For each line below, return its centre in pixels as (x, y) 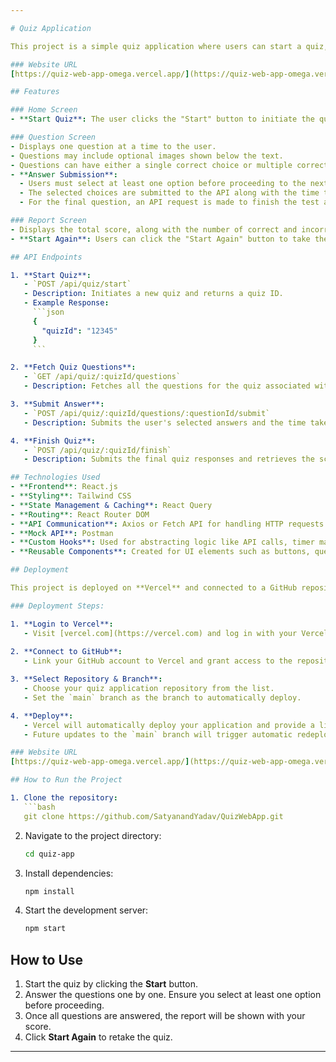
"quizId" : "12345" (79, 331)
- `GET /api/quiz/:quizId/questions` (102, 377)
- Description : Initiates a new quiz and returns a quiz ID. (153, 294)
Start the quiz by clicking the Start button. (111, 984)
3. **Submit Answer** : (57, 404)
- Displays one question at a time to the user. (113, 146)
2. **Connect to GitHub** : (66, 652)
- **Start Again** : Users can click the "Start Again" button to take (160, 239)
